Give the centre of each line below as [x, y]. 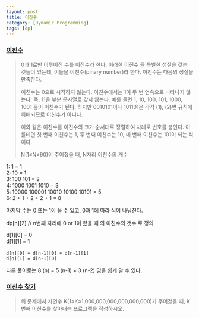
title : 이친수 [22, 17]
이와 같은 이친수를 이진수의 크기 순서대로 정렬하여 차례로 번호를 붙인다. [102, 127]
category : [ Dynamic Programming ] [48, 23]
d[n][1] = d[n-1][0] [32, 258]
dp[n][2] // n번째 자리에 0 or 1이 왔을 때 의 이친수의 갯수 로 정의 [80, 223]
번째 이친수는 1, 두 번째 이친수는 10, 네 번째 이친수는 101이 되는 [115, 134]
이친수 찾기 [21, 287]
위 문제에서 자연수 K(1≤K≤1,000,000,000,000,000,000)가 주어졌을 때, [103, 301]
